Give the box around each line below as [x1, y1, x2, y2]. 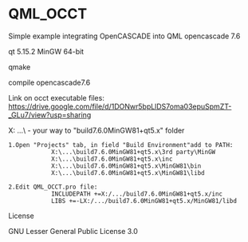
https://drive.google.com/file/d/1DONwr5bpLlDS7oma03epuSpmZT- [8, 101, 232, 111]
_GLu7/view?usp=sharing [8, 109, 92, 120]
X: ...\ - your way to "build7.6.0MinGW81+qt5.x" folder [8, 125, 185, 135]
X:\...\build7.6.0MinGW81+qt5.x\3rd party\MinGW [50, 148, 216, 156]
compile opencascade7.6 [8, 77, 91, 87]
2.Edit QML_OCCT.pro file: [8, 183, 98, 191]
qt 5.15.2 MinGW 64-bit [8, 46, 85, 56]
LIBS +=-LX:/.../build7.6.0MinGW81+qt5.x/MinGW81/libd [50, 196, 238, 204]
